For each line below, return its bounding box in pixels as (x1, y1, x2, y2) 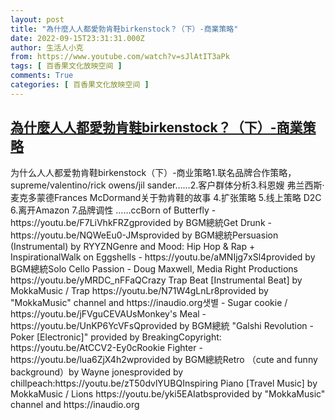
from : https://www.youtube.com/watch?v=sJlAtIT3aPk (10, 52, 230, 62)
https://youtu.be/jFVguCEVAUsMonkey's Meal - (10, 307, 207, 320)
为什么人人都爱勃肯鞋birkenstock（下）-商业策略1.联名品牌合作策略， (10, 166, 297, 178)
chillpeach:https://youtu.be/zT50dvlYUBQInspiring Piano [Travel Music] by (10, 377, 318, 389)
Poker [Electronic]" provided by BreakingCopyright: (10, 331, 222, 343)
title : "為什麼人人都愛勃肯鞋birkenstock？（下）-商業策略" (10, 24, 239, 34)
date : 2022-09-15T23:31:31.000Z (10, 33, 145, 43)
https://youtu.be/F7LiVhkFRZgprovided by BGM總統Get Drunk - (10, 216, 272, 228)
